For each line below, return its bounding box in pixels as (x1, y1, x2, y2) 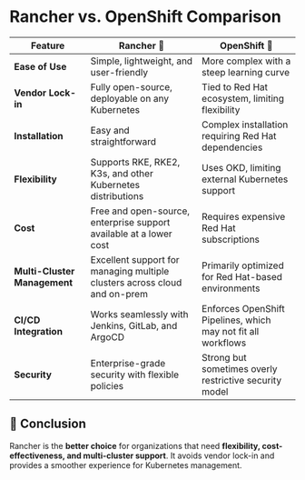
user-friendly (90, 65, 148, 78)
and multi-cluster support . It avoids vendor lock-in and (66, 450, 275, 461)
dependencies (201, 141, 263, 154)
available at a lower (90, 227, 172, 240)
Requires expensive (201, 210, 286, 223)
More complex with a (201, 55, 291, 67)
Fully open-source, (90, 80, 172, 93)
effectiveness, (9, 450, 65, 461)
